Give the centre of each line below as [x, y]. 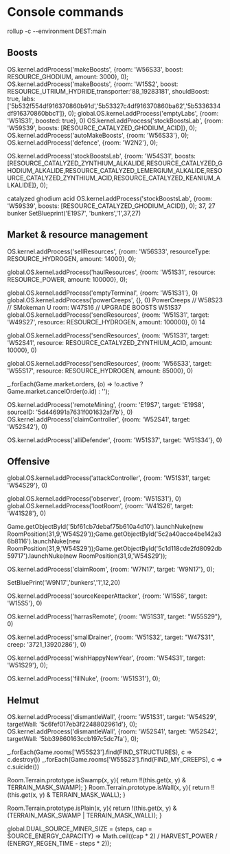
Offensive [28, 461]
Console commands [65, 12]
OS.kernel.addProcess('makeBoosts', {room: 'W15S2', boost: [93, 84]
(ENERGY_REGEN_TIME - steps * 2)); [59, 844]
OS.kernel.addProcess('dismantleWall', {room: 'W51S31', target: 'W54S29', [112, 717]
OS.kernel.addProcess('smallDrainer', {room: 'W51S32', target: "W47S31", [111, 637]
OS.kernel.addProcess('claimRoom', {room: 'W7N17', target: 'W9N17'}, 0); [111, 570]
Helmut [23, 700]
